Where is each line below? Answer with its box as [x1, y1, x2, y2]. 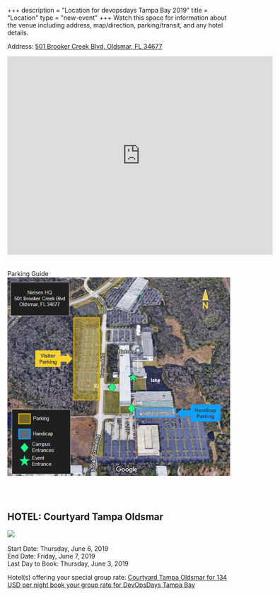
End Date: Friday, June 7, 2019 [7, 552, 95, 560]
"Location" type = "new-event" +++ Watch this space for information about [7, 13, 228, 22]
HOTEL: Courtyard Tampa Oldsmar [7, 511, 164, 523]
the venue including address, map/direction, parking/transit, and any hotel [7, 21, 223, 29]
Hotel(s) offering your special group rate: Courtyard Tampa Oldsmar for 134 [7, 573, 228, 581]
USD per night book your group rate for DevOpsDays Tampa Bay [7, 580, 196, 589]
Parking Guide [7, 270, 49, 278]
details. [7, 28, 29, 37]
